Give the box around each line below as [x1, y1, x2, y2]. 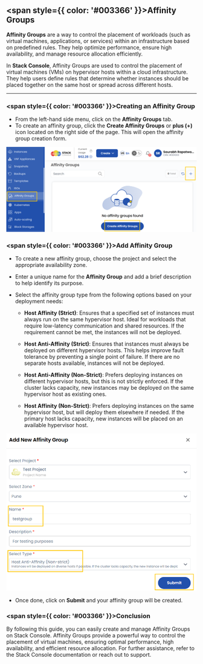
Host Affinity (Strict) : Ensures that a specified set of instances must [24, 309, 195, 317]
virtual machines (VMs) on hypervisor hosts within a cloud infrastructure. [6, 68, 188, 76]
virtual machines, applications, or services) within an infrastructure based [6, 37, 190, 45]
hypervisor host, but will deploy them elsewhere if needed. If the [24, 408, 185, 416]
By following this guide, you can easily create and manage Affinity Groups [6, 625, 190, 633]
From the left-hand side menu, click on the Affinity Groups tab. [14, 115, 173, 123]
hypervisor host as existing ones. [24, 390, 107, 398]
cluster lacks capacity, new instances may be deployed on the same [24, 384, 195, 392]
